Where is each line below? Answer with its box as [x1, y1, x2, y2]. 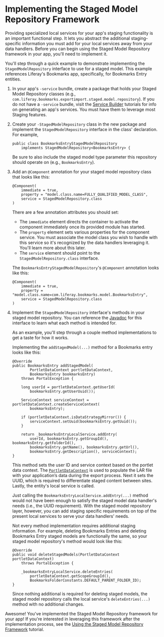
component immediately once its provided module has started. [19, 224, 145, 230]
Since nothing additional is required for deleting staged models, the [12, 590, 148, 597]
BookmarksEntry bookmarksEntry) [30, 372, 96, 376]
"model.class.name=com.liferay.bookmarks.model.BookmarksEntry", [12, 292, 148, 297]
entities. [5, 76, 21, 82]
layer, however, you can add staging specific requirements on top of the [12, 508, 157, 514]
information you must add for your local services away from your [22, 40, 153, 46]
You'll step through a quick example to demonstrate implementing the [5, 60, 145, 66]
